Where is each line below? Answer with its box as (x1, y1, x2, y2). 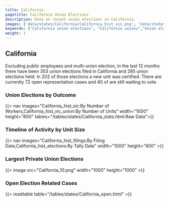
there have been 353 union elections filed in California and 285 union (5, 68, 148, 74)
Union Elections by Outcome (5, 91, 76, 98)
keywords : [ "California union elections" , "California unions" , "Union (5, 26, 156, 31)
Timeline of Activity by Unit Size (5, 126, 86, 133)
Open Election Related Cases (5, 179, 77, 186)
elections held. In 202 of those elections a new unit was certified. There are (5, 74, 162, 80)
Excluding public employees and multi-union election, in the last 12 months (5, 62, 160, 69)
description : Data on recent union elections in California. (5, 17, 136, 22)
